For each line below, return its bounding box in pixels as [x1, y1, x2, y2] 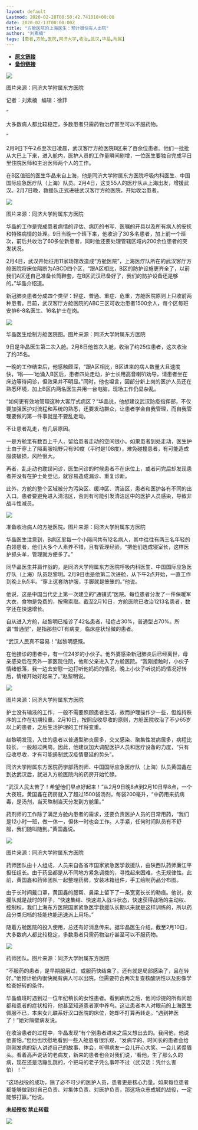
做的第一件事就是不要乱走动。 [16, 413, 89, 419]
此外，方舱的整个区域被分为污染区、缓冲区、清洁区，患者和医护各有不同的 [6, 485, 187, 492]
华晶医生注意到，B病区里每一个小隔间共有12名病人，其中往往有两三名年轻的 [6, 536, 190, 543]
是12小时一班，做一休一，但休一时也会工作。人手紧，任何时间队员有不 [6, 818, 177, 825]
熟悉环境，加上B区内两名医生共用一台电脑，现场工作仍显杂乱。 [6, 385, 160, 392]
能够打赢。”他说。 [6, 1093, 48, 1100]
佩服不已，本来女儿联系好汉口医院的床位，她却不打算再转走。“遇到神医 [6, 1009, 179, 1016]
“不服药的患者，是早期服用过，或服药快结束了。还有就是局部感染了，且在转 [6, 967, 190, 974]
